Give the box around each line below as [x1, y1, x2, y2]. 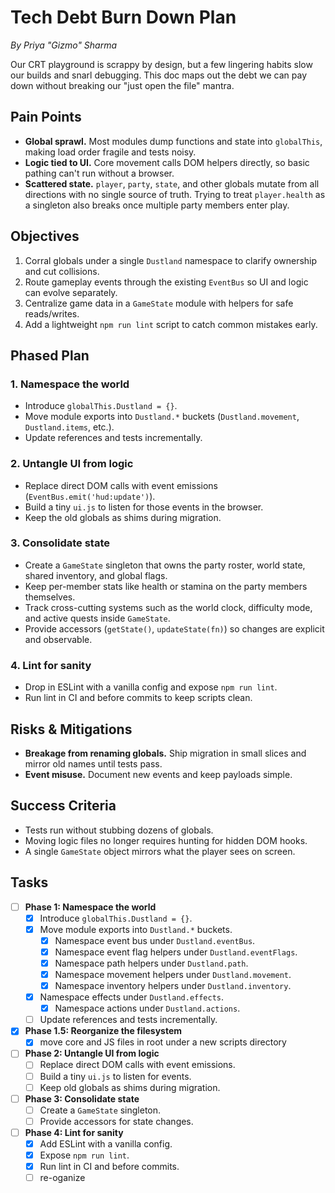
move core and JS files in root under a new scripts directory [39, 1036, 287, 1048]
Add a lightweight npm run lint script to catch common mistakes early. [24, 318, 318, 330]
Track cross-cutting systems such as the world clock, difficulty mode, [24, 601, 313, 613]
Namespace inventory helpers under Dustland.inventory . [54, 980, 292, 992]
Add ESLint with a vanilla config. [39, 1137, 173, 1150]
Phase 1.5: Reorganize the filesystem [24, 1025, 183, 1037]
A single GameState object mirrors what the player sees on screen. [24, 845, 296, 857]
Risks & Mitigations [10, 721, 133, 738]
